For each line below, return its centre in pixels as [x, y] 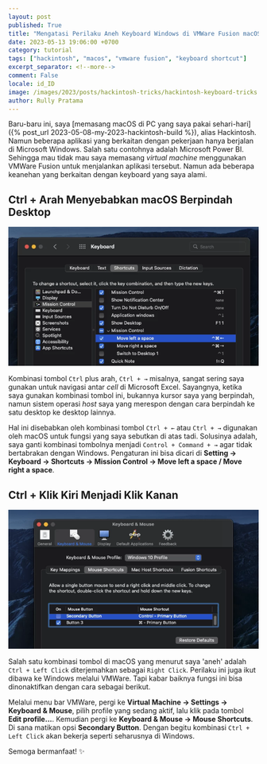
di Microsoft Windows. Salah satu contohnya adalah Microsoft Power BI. [126, 149]
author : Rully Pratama [46, 100]
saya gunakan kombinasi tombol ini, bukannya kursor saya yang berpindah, [132, 396]
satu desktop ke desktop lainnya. [62, 412]
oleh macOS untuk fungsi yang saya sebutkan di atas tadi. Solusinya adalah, [133, 436]
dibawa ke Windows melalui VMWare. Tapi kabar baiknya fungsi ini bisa [125, 678]
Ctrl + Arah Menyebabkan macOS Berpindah [120, 200]
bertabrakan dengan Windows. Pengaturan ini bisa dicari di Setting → [122, 453]
